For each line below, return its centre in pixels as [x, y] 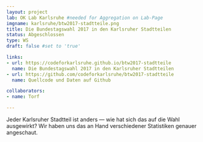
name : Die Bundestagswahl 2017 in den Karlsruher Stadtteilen [93, 69]
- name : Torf [23, 97]
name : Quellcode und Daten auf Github [62, 80]
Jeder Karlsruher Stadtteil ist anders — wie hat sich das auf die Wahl [93, 119]
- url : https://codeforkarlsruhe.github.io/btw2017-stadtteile [89, 63]
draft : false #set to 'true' [44, 47]
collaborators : [26, 91]
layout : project [27, 12]
